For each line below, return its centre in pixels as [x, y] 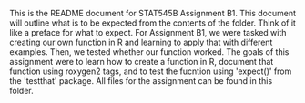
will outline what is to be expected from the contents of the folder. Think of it [152, 23]
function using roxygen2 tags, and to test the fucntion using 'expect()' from [151, 71]
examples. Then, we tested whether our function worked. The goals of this [149, 52]
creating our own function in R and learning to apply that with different [141, 42]
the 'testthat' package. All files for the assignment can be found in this [141, 81]
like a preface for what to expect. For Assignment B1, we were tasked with [148, 32]
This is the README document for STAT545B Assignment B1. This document [153, 13]
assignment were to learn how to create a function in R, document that [142, 62]
